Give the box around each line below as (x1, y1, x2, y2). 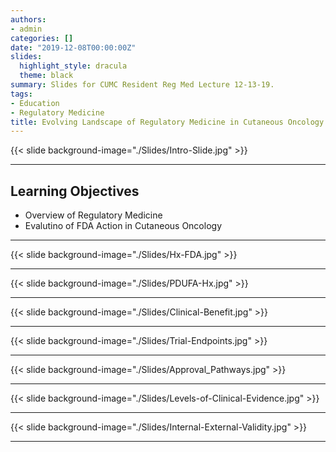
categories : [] (10, 33, 74, 43)
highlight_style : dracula (19, 61, 128, 71)
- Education (10, 98, 60, 108)
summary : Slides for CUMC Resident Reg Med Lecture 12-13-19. (10, 80, 275, 90)
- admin (10, 24, 43, 34)
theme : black (19, 71, 74, 81)
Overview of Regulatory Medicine (24, 209, 163, 221)
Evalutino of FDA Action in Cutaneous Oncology (24, 220, 223, 232)
